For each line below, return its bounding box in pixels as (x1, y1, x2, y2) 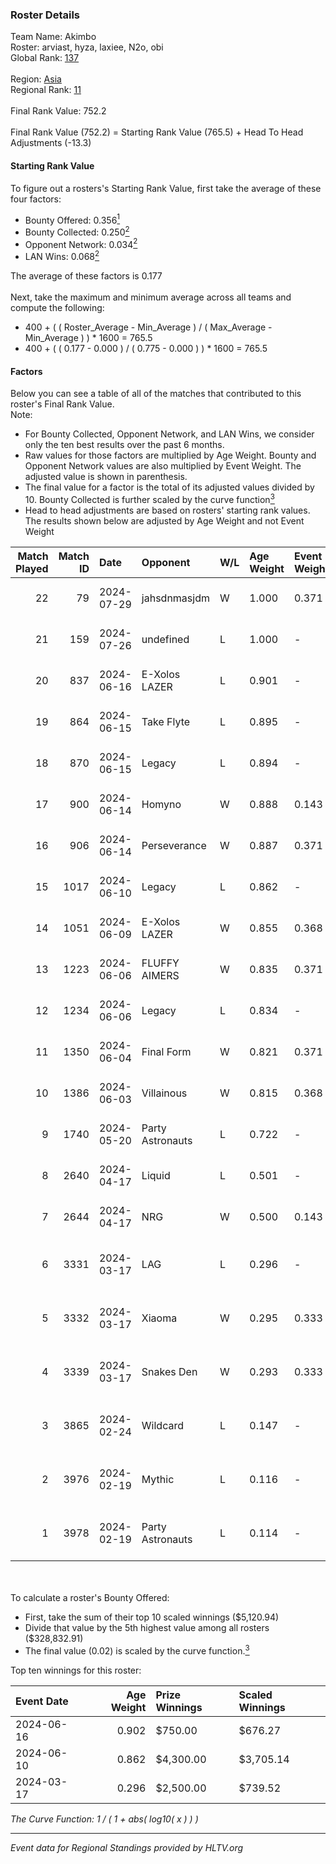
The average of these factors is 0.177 (10, 270, 163, 282)
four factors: (10, 193, 62, 205)
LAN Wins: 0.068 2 (24, 249, 100, 263)
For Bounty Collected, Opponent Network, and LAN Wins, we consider (24, 428, 315, 440)
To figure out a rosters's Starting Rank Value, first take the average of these (10, 182, 322, 194)
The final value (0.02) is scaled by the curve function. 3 (24, 1643, 250, 1657)
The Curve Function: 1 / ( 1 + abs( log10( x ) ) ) (10, 1813, 199, 1825)
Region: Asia (10, 73, 62, 85)
